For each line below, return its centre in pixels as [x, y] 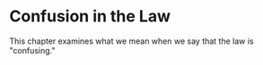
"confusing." [32, 50]
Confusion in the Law [90, 16]
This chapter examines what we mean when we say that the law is [131, 41]
